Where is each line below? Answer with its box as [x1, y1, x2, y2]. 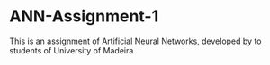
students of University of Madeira [9, 45, 134, 55]
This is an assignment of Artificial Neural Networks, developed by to [9, 36, 262, 46]
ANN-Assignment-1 [9, 6, 159, 27]
